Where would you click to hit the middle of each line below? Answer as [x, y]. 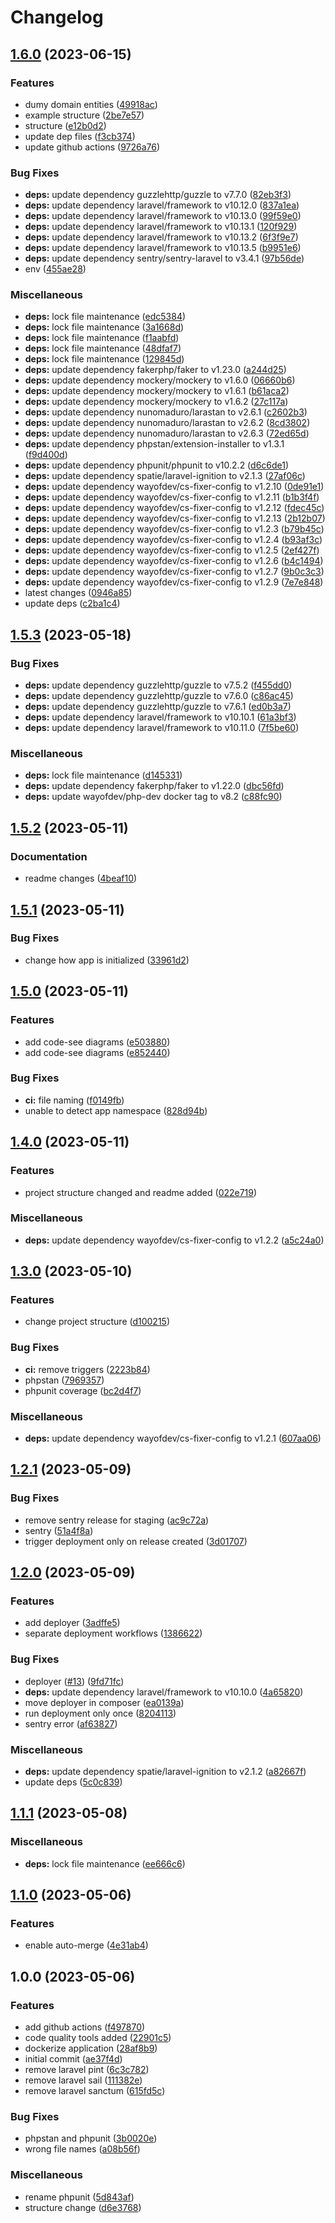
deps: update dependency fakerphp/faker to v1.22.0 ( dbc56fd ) [154, 786]
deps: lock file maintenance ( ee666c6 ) [105, 1863]
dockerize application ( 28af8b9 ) [91, 2048]
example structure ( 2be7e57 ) [84, 115]
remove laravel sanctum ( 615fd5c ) [95, 2091]
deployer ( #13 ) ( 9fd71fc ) [74, 1681]
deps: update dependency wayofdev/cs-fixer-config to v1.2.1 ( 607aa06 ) [173, 1438]
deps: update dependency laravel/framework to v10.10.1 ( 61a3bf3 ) [160, 717]
